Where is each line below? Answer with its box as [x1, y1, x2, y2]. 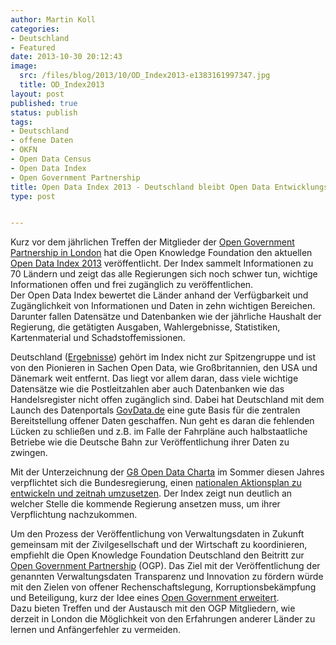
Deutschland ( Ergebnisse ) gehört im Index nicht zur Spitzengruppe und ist [10, 351, 317, 363]
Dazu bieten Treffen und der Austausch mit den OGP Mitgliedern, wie [10, 602, 296, 615]
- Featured [10, 42, 56, 53]
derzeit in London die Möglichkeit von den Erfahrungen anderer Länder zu [10, 613, 316, 625]
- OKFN [10, 145, 38, 155]
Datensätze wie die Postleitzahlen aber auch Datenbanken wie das [10, 383, 285, 395]
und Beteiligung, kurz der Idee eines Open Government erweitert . [10, 592, 280, 604]
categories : [10, 24, 60, 34]
